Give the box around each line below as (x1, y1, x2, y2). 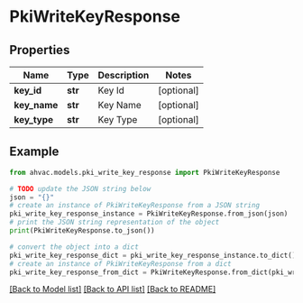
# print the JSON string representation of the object (9, 218, 220, 227)
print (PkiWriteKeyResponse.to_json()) (9, 226, 155, 235)
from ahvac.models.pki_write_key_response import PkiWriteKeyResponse (9, 168, 280, 177)
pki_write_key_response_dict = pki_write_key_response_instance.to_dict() (9, 251, 297, 260)
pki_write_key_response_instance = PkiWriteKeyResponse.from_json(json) (9, 209, 289, 218)
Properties (9, 42, 70, 58)
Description (97, 69, 150, 81)
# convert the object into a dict (9, 242, 140, 252)
